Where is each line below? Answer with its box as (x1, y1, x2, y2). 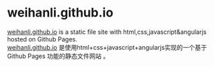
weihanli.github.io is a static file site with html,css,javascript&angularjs (7, 28, 207, 36)
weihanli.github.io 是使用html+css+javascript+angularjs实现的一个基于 (7, 43, 207, 51)
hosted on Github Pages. (7, 35, 78, 43)
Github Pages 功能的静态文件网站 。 (7, 52, 110, 60)
